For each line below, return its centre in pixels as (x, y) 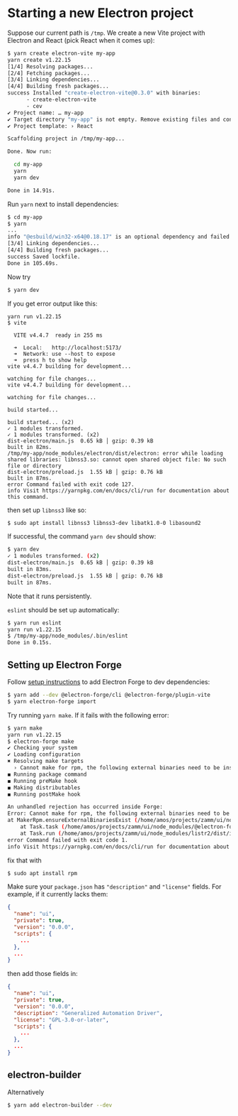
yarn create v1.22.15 (39, 60)
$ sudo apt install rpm (42, 873)
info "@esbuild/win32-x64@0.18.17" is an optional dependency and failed (119, 237)
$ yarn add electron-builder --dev (60, 1105)
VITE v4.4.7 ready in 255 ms (58, 335)
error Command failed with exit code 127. (71, 484)
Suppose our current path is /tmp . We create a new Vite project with (106, 33)
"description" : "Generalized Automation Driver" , (88, 1013)
